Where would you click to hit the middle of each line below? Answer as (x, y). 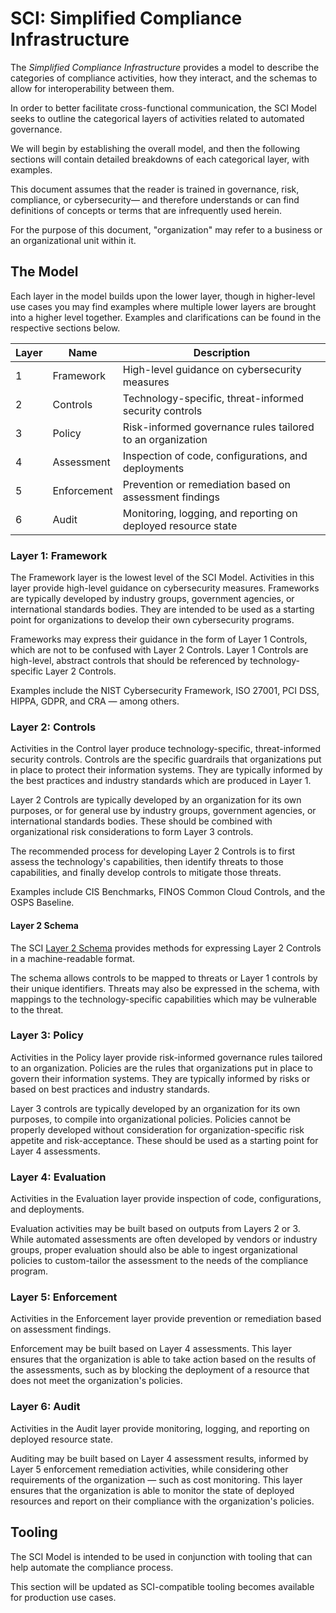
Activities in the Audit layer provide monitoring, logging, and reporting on (160, 1428)
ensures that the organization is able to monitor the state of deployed (152, 1490)
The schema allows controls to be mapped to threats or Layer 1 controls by (164, 978)
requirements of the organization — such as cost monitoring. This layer (156, 1479)
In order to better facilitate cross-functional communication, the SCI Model (163, 108)
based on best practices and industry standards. (110, 1089)
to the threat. (37, 1009)
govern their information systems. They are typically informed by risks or (160, 1078)
